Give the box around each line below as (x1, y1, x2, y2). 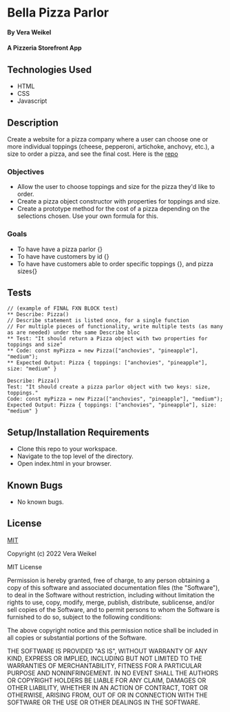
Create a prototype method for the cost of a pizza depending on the (17, 205, 210, 213)
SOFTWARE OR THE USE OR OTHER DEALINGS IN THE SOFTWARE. (7, 698, 200, 706)
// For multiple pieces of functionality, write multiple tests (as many (7, 323, 224, 330)
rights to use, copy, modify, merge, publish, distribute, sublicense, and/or (7, 598, 215, 606)
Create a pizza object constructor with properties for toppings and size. (17, 197, 220, 206)
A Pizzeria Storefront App (7, 43, 82, 52)
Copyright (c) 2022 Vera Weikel (7, 549, 96, 557)
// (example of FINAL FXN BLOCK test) (7, 305, 118, 312)
